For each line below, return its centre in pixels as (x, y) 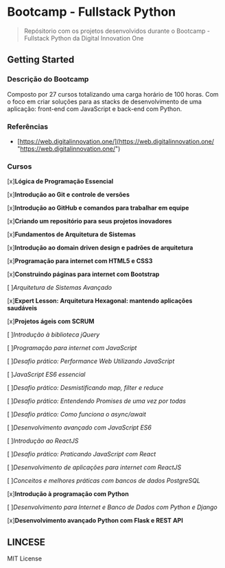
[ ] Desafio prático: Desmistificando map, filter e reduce (85, 388)
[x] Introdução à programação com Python (68, 494)
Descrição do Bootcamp (48, 79)
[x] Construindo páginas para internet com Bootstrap (83, 274)
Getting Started (41, 60)
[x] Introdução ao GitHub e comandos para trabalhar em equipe (98, 208)
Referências (28, 126)
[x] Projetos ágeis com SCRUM (51, 321)
